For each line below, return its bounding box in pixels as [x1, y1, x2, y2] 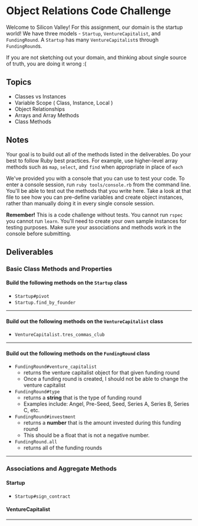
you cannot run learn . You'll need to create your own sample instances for [6, 217, 187, 225]
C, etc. [23, 407, 40, 414]
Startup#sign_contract [14, 494, 71, 499]
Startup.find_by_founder [14, 300, 76, 306]
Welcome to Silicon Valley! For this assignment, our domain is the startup [6, 24, 183, 31]
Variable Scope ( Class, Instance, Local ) [14, 99, 113, 106]
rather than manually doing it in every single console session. [6, 199, 155, 207]
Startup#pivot [14, 294, 49, 300]
